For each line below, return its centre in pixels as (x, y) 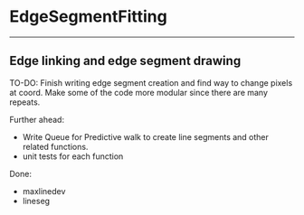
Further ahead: (37, 119)
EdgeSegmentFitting (88, 17)
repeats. (25, 102)
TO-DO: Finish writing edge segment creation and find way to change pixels (151, 82)
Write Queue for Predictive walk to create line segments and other (146, 136)
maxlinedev (44, 191)
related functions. (55, 146)
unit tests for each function (73, 156)
